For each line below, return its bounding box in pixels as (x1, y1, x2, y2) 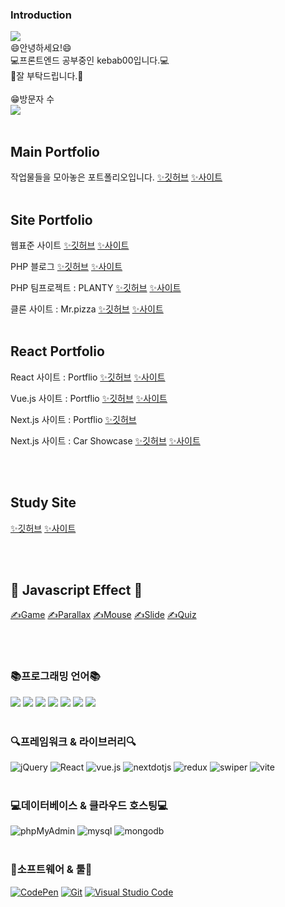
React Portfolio (10, 343, 105, 360)
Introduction (10, 8, 72, 22)
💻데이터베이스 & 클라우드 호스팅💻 (10, 798, 168, 812)
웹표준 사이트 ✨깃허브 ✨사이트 (10, 239, 130, 251)
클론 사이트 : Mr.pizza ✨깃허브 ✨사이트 (10, 303, 164, 315)
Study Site (10, 494, 77, 512)
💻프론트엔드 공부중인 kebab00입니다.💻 (10, 54, 170, 67)
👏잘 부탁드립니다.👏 (10, 70, 84, 82)
